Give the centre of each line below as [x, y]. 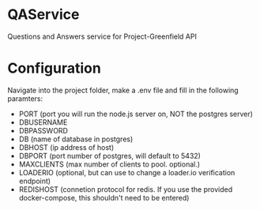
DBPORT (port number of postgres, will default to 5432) [109, 156]
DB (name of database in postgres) [76, 139]
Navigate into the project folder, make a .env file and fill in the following [123, 90]
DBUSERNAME [43, 122]
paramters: [25, 98]
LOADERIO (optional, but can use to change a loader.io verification [127, 172]
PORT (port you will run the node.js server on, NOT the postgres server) [136, 114]
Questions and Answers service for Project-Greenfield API [102, 36]
